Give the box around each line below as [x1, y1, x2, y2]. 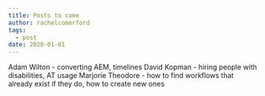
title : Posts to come [8, 11, 80, 20]
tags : [8, 26, 26, 34]
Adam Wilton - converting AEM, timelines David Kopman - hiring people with [8, 62, 257, 72]
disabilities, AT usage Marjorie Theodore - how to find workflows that [8, 71, 234, 80]
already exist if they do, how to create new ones [8, 79, 165, 89]
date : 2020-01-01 [8, 41, 66, 49]
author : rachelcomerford [8, 19, 90, 27]
